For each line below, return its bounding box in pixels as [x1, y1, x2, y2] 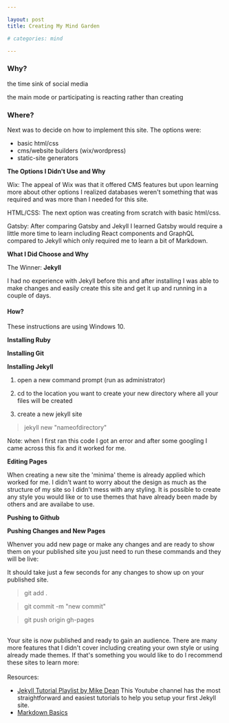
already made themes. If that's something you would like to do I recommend [7, 651, 223, 660]
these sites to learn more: [7, 658, 80, 666]
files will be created [17, 397, 73, 405]
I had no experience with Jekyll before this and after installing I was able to [7, 277, 219, 285]
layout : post [7, 16, 45, 23]
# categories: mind [7, 35, 63, 42]
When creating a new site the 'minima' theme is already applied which [7, 471, 206, 479]
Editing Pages [7, 457, 47, 466]
